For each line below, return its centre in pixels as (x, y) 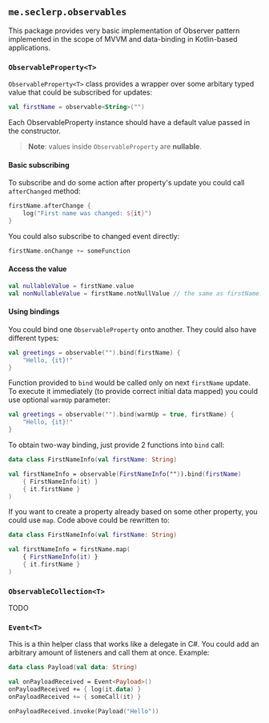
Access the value (38, 269)
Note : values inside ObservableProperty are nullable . (115, 146)
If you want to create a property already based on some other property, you (133, 512)
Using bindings (34, 311)
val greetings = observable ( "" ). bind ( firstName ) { (94, 352)
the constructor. (35, 131)
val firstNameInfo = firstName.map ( (69, 550)
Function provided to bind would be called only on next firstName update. (129, 383)
